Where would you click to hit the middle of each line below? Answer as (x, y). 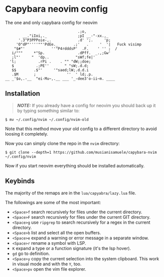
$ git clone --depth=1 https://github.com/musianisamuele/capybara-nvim (81, 152)
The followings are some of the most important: (53, 202)
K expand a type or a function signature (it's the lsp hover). (71, 248)
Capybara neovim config (56, 9)
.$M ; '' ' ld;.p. (52, 74)
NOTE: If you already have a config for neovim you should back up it (86, 105)
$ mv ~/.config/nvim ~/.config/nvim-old (47, 119)
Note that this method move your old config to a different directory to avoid (81, 129)
